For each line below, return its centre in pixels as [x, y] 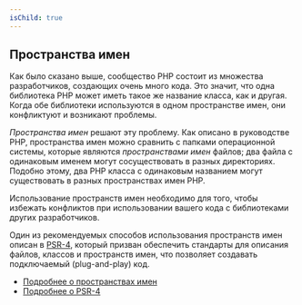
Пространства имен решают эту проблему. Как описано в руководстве [150, 133]
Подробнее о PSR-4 [61, 291]
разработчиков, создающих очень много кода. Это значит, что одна [142, 86]
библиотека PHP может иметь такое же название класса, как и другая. [148, 95]
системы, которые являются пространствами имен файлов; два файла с [151, 152]
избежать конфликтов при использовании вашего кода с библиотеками [149, 208]
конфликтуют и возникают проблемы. [83, 115]
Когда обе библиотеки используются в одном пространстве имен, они [148, 105]
